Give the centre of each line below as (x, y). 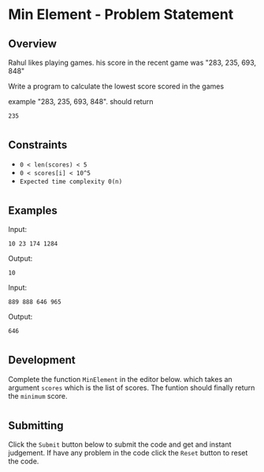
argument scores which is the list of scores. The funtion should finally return (132, 388)
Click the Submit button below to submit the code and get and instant (120, 444)
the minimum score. (38, 395)
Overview (33, 44)
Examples (33, 210)
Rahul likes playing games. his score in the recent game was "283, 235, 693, (132, 62)
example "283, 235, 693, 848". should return (81, 101)
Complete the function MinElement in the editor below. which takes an (120, 379)
